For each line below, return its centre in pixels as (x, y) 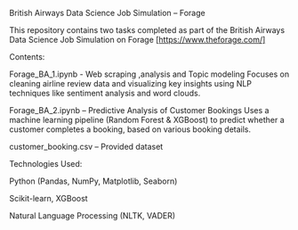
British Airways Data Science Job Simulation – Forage (108, 13)
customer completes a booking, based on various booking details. (130, 129)
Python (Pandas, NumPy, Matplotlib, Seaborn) (93, 181)
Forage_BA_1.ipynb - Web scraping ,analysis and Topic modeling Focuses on (149, 74)
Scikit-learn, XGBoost (48, 198)
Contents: (27, 57)
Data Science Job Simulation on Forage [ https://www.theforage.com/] (137, 40)
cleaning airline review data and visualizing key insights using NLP (130, 83)
